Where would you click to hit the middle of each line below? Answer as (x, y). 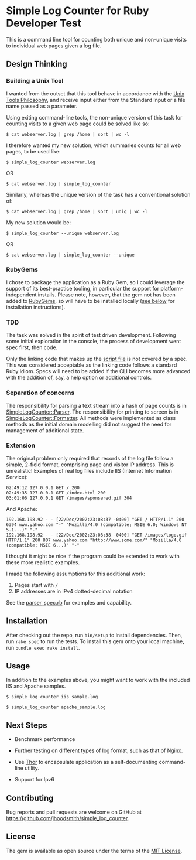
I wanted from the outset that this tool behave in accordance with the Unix (95, 93)
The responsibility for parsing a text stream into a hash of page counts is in (96, 405)
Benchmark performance (45, 739)
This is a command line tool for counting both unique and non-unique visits (97, 39)
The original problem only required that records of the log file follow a (90, 458)
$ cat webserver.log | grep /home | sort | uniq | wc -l (77, 211)
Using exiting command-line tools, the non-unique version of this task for (94, 117)
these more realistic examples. (43, 562)
